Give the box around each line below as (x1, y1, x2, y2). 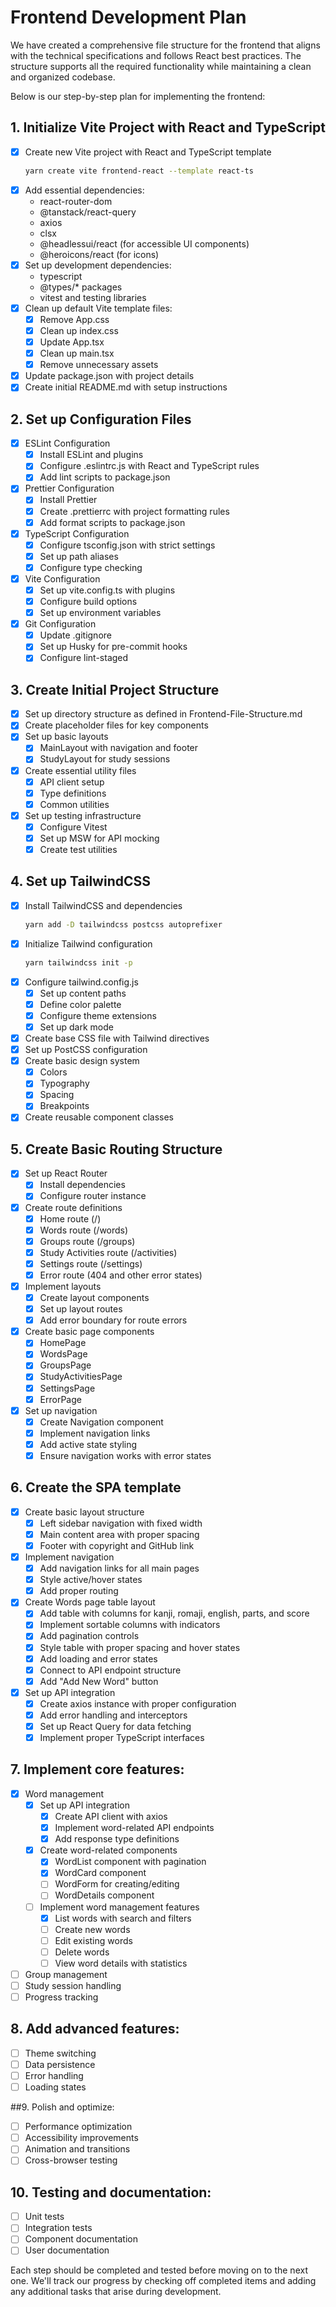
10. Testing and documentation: (10, 2184, 212, 2201)
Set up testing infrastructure (24, 809, 142, 821)
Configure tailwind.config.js (24, 976, 139, 988)
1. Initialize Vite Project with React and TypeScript (10, 119, 326, 136)
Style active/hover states (39, 1574, 143, 1586)
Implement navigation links (39, 1427, 151, 1439)
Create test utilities (39, 843, 118, 855)
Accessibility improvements (24, 2132, 139, 2144)
